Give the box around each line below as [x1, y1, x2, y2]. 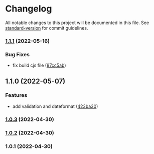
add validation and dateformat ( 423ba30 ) [12, 103, 98, 109]
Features [5, 92, 28, 99]
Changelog [5, 3, 52, 15]
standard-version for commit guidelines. [5, 25, 88, 31]
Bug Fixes [5, 51, 30, 58]
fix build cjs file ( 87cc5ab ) [12, 62, 66, 68]
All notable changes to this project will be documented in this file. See [5, 20, 149, 26]
